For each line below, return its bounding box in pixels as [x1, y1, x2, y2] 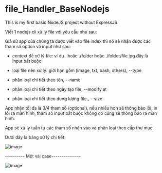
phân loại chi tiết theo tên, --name [12, 77, 81, 83]
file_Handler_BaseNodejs [5, 3, 109, 15]
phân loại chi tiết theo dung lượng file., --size [12, 96, 103, 102]
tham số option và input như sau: [5, 43, 71, 49]
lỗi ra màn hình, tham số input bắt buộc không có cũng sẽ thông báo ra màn [5, 110, 157, 116]
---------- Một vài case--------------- [5, 153, 81, 159]
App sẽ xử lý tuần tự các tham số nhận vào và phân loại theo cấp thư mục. [5, 125, 154, 131]
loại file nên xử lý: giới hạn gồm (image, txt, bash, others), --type [12, 67, 142, 73]
